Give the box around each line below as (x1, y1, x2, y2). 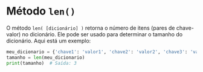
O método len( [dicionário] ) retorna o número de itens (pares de (6, 24, 175, 31)
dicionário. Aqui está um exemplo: (6, 37, 91, 44)
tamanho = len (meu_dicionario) (6, 54, 85, 61)
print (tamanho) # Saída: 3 (6, 60, 77, 66)
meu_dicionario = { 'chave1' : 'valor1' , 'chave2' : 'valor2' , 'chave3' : (6, 48, 188, 55)
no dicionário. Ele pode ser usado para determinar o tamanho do (22, 30, 183, 38)
